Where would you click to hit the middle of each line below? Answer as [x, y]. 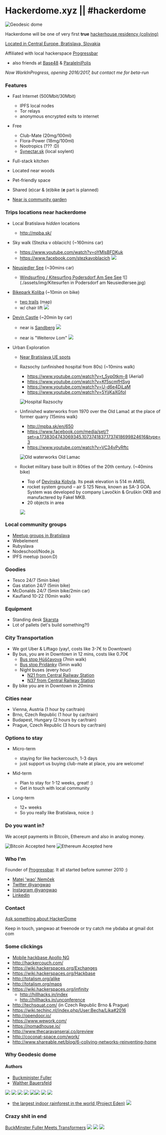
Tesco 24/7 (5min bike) [36, 580]
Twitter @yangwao [31, 884]
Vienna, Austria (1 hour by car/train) [49, 709]
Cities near [19, 699]
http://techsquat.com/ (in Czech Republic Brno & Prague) [71, 1005]
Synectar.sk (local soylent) [47, 151]
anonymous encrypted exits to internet [59, 116]
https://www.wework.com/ [39, 1021]
